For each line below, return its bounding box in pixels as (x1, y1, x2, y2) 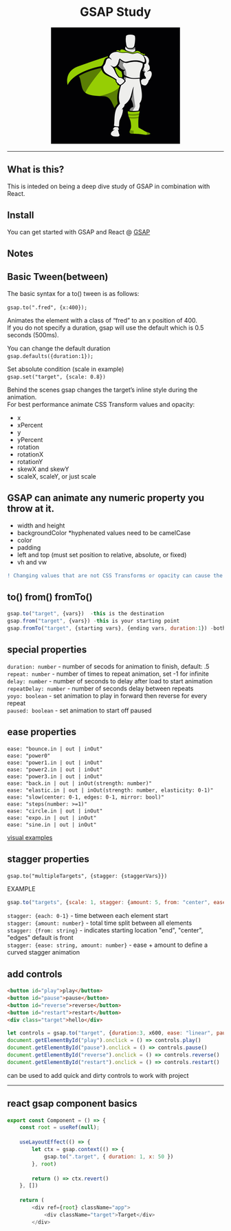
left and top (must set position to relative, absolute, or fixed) (16, 550, 187, 559)
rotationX (16, 450, 43, 459)
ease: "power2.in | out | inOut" (7, 766, 103, 773)
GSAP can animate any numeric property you (7, 492, 205, 504)
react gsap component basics (7, 1098, 137, 1110)
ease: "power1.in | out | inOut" (7, 759, 103, 766)
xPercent (16, 421, 43, 429)
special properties (7, 644, 87, 656)
